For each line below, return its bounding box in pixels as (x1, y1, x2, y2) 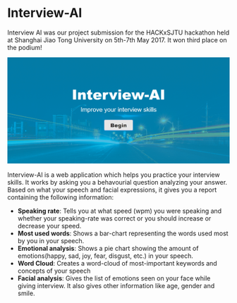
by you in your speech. (17, 236, 85, 245)
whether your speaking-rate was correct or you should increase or (17, 214, 212, 223)
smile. (17, 289, 35, 297)
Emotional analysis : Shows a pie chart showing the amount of (17, 244, 199, 252)
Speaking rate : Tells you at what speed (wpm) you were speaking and (17, 206, 222, 215)
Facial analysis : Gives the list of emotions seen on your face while (17, 273, 211, 283)
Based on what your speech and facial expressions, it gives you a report (7, 185, 217, 194)
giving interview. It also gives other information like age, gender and (17, 281, 215, 290)
